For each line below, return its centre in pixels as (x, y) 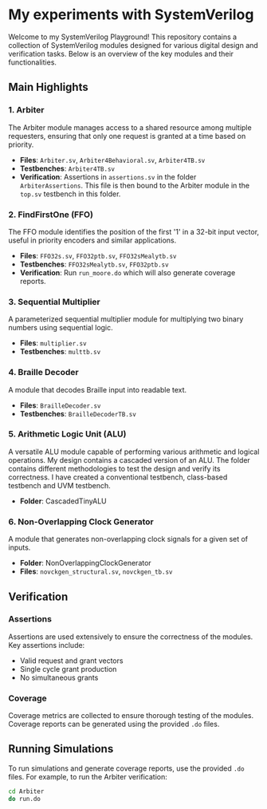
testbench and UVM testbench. (59, 485)
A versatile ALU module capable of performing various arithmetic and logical (134, 452)
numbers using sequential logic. (61, 328)
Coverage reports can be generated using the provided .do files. (114, 724)
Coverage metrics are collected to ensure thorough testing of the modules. (131, 716)
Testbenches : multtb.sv (60, 352)
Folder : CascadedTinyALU (63, 501)
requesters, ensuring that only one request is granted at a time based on (127, 136)
